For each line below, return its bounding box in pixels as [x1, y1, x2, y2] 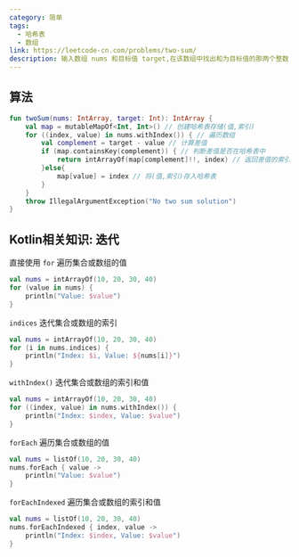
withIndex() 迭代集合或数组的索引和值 [9, 377, 149, 388]
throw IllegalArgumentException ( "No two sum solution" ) [25, 197, 238, 206]
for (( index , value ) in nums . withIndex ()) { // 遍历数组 [25, 130, 236, 139]
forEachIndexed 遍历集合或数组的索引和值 [9, 496, 162, 508]
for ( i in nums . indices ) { [9, 343, 109, 352]
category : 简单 [9, 12, 63, 22]
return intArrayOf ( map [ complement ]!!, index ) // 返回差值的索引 [56, 155, 291, 165]
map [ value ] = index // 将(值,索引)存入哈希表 [56, 171, 216, 181]
